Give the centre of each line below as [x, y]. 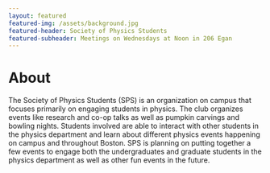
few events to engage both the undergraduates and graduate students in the [135, 152]
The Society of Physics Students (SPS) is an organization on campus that [130, 101]
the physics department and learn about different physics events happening [134, 134]
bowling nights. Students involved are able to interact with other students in [134, 126]
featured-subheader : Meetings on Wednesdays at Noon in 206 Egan [120, 38]
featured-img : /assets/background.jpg [73, 23]
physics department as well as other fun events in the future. [109, 160]
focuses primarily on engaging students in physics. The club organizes [126, 109]
